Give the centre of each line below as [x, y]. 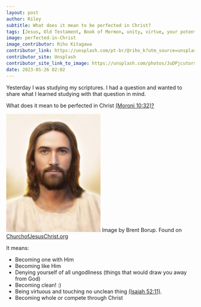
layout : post [22, 13]
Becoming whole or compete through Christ [69, 297]
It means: [18, 248]
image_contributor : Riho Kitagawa [49, 44]
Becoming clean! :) [38, 285]
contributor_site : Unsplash [41, 57]
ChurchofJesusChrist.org [37, 236]
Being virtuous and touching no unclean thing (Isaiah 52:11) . [89, 291]
